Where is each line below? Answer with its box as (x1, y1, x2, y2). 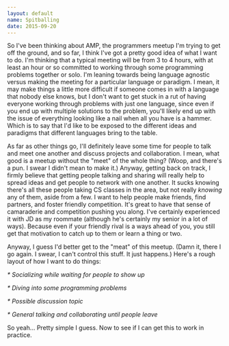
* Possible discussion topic (7, 297, 83, 306)
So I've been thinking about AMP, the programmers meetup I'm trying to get (7, 42, 221, 50)
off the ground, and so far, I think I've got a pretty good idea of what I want (7, 49, 217, 57)
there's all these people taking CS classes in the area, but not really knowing (7, 186, 222, 194)
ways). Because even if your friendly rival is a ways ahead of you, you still (7, 222, 215, 230)
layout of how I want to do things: (7, 258, 101, 266)
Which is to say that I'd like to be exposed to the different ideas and (7, 121, 197, 130)
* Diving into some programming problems (7, 284, 127, 292)
